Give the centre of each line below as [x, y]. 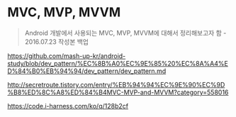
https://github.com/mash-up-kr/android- [67, 56]
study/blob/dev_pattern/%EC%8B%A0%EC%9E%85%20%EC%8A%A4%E [118, 63]
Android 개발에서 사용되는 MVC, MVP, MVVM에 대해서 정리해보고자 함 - [125, 33]
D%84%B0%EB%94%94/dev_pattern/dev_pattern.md [87, 71]
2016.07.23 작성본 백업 [56, 41]
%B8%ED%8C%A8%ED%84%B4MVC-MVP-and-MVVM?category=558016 [118, 92]
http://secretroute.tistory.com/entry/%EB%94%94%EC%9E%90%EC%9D [116, 84]
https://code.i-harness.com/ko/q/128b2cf [68, 106]
